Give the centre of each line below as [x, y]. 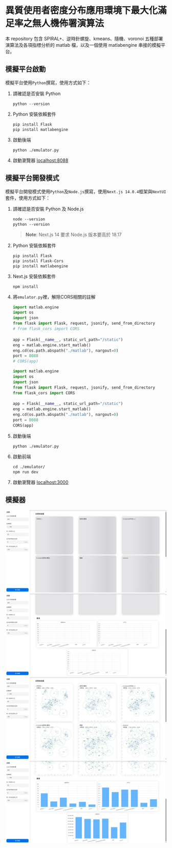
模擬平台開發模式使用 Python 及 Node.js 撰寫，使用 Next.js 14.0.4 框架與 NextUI [86, 191]
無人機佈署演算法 [68, 23]
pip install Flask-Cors [38, 261]
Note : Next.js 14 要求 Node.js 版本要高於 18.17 [73, 234]
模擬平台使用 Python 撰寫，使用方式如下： [48, 82]
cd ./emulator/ [29, 467]
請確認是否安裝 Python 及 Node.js [48, 209]
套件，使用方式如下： [28, 198]
